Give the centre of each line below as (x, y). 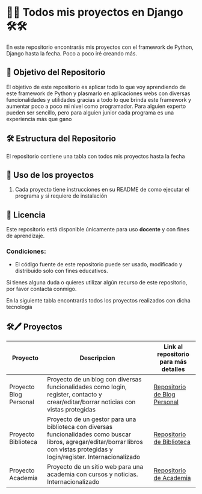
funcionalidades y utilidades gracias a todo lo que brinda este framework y (99, 99)
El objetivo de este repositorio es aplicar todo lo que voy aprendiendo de (96, 87)
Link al (173, 347)
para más (173, 362)
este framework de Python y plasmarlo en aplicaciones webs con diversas (98, 93)
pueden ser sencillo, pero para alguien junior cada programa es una (90, 112)
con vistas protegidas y (80, 449)
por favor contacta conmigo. (41, 289)
